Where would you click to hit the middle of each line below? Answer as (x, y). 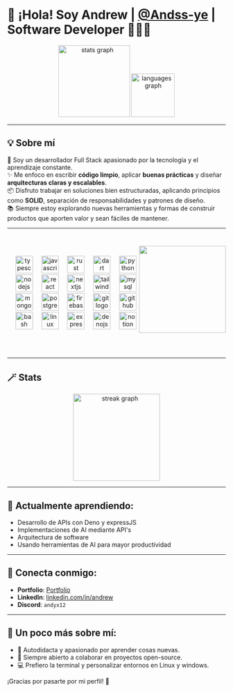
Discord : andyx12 (41, 604)
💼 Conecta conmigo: (52, 573)
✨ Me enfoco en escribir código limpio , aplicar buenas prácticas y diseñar (114, 175)
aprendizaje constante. (40, 167)
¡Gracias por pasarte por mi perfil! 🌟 (58, 681)
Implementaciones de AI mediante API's (74, 530)
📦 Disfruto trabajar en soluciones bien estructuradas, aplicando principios (114, 190)
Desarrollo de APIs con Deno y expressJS (77, 523)
